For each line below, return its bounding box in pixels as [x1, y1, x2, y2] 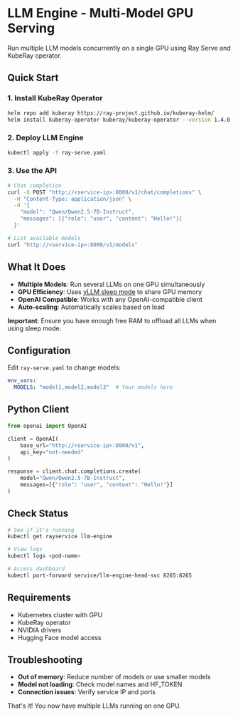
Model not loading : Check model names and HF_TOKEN [17, 680, 183, 689]
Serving [7, 20, 55, 36]
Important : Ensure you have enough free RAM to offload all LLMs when [7, 316, 217, 325]
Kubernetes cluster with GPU [17, 610, 103, 619]
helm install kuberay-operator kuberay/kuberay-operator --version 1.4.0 [7, 116, 231, 123]
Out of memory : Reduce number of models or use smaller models [17, 673, 211, 681]
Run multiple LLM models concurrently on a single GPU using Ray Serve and [7, 43, 231, 52]
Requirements [7, 592, 71, 604]
